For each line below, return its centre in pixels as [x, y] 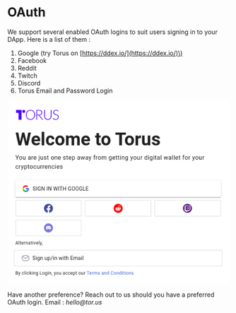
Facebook [32, 60]
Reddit [27, 68]
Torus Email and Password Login [65, 90]
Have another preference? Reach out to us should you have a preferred [111, 295]
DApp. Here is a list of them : [49, 39]
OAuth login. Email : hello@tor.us [55, 302]
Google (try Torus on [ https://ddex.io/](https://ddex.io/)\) [100, 53]
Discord [29, 83]
